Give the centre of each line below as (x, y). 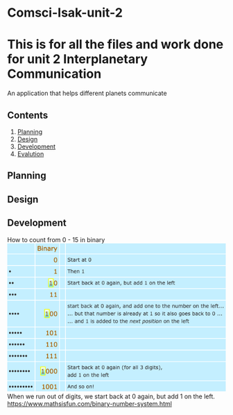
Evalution (31, 153)
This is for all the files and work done (115, 45)
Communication (54, 74)
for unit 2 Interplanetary (77, 59)
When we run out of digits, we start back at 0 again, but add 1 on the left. (111, 396)
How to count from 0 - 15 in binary (56, 239)
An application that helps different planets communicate (87, 93)
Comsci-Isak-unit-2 (65, 13)
